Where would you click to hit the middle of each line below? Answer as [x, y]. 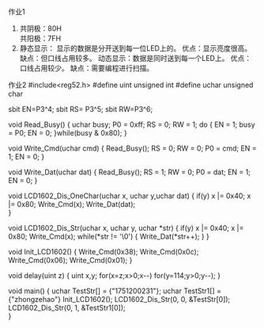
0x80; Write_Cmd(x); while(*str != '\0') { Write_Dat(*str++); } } [109, 236]
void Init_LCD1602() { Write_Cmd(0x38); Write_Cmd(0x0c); [104, 252]
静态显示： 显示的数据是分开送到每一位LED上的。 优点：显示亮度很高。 [136, 48]
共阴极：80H [40, 29]
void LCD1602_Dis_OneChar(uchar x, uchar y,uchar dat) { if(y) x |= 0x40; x [130, 196]
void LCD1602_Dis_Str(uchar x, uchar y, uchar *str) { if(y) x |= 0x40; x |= [126, 228]
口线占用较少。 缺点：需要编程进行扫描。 [87, 68]
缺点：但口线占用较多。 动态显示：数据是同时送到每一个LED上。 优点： [136, 58]
